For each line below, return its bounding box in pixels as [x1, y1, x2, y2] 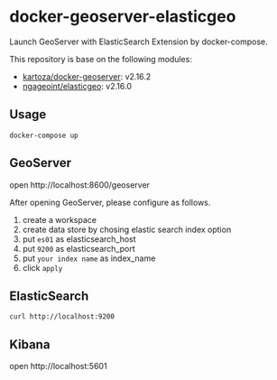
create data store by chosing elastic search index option [22, 224, 232, 235]
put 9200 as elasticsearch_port [22, 243, 135, 254]
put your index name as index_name [22, 253, 156, 264]
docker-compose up [9, 131, 78, 140]
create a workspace [22, 214, 97, 225]
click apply [22, 262, 63, 273]
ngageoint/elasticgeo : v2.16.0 [22, 80, 133, 91]
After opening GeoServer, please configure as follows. [9, 197, 211, 208]
